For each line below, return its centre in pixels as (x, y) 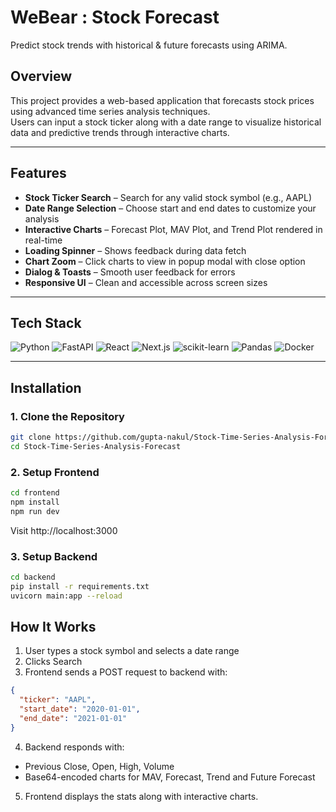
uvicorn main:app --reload (66, 596)
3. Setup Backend (54, 556)
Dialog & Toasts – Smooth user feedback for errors (130, 272)
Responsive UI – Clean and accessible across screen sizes (146, 282)
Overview (41, 76)
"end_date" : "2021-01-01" (73, 719)
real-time (43, 240)
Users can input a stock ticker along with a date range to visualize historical (166, 122)
